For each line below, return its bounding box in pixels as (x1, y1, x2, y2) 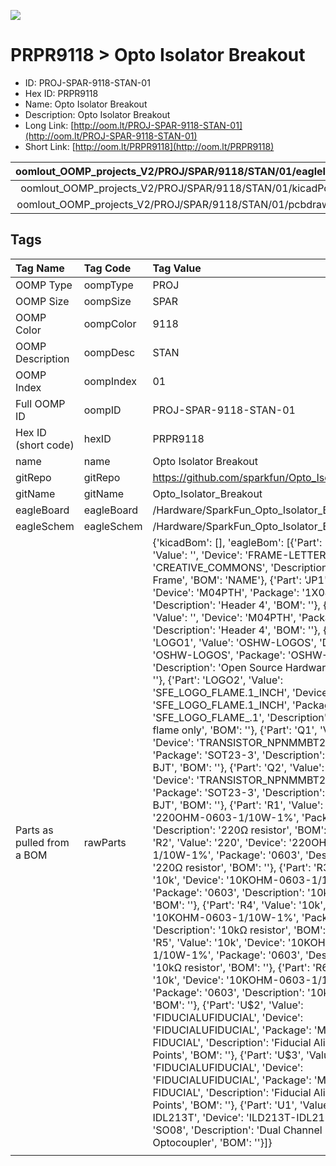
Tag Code (83, 261, 132, 275)
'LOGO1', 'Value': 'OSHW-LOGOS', (152, 635, 317, 649)
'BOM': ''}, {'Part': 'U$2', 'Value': (152, 998, 304, 1012)
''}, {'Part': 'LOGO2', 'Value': (152, 673, 284, 687)
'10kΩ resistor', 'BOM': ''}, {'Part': (152, 960, 310, 974)
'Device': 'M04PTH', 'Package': (152, 585, 300, 599)
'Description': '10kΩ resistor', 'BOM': (152, 923, 326, 937)
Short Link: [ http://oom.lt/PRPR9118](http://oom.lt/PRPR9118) (24, 140, 275, 152)
